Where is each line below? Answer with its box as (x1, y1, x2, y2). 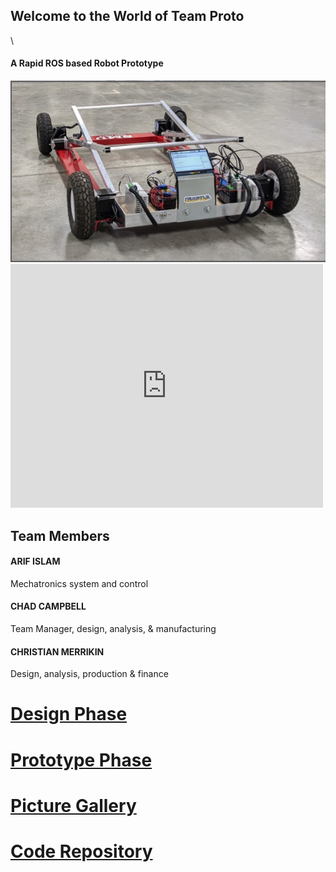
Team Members (10, 527, 110, 544)
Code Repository (10, 840, 153, 863)
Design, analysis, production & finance (10, 668, 169, 680)
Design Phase (10, 703, 128, 726)
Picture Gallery (10, 794, 137, 817)
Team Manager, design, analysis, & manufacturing (10, 622, 217, 634)
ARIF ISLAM (10, 555, 61, 568)
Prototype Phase (10, 749, 153, 771)
